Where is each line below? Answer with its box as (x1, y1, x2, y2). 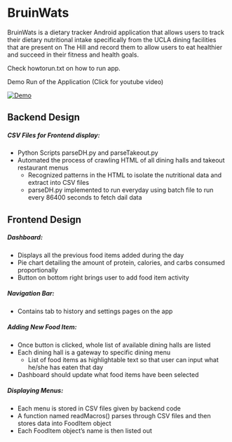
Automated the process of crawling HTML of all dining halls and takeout (17, 156, 225, 165)
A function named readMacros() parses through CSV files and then (17, 411, 212, 420)
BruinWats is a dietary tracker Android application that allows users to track (7, 28, 224, 36)
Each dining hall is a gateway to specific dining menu (17, 348, 170, 357)
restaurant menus (17, 163, 69, 172)
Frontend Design (7, 214, 82, 226)
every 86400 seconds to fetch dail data (27, 193, 142, 202)
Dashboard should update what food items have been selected (17, 370, 199, 379)
